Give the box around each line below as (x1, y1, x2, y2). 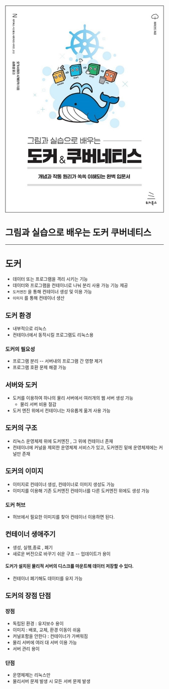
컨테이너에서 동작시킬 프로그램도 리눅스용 (12, 332, 94, 338)
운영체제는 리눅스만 (12, 672, 51, 678)
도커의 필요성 (5, 345, 35, 352)
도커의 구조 (5, 423, 38, 432)
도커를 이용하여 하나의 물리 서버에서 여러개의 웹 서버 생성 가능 (12, 395, 133, 401)
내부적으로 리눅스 (12, 325, 47, 331)
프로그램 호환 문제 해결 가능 (12, 364, 67, 370)
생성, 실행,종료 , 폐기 (12, 544, 53, 550)
